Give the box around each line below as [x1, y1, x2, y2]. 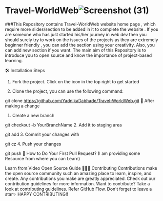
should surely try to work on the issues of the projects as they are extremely [5, 37, 159, 43]
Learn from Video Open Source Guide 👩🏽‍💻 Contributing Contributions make [5, 165, 158, 171]
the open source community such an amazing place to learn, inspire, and [5, 170, 152, 176]
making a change [5, 103, 40, 109]
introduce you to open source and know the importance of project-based [5, 52, 152, 58]
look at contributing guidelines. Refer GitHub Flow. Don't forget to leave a [5, 186, 152, 192]
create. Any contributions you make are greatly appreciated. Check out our [5, 176, 156, 181]
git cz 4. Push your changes [5, 141, 61, 147]
